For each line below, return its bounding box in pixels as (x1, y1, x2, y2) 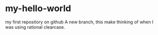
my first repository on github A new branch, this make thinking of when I (5, 19, 154, 25)
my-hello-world (5, 3, 71, 14)
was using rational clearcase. (5, 24, 65, 30)
